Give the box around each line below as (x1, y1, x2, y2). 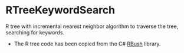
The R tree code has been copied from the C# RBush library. (14, 40, 161, 47)
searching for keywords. (5, 29, 65, 36)
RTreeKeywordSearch (5, 3, 116, 17)
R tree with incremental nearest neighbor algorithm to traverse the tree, (5, 23, 179, 30)
